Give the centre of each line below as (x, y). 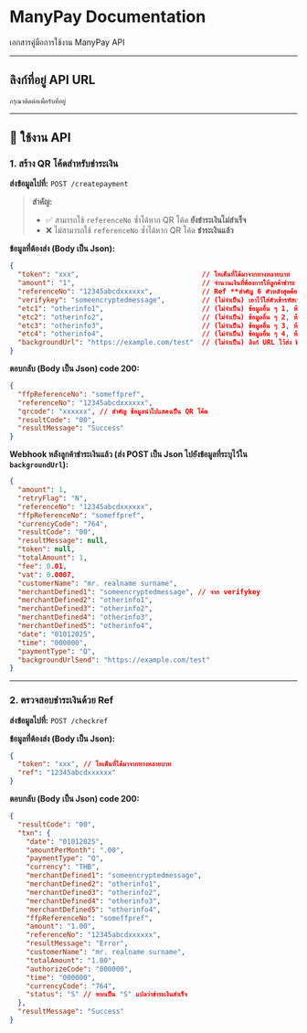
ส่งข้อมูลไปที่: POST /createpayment (69, 184)
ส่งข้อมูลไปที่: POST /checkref (58, 720)
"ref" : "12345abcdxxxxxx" (67, 773)
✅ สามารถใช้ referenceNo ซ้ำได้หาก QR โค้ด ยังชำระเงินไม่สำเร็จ (146, 220)
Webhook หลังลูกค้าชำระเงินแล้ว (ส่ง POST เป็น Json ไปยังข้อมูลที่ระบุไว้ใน (129, 454)
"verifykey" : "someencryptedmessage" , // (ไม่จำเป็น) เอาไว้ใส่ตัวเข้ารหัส (156, 300)
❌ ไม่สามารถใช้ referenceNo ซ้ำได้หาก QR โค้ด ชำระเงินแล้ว (140, 230)
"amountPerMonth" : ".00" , (75, 850)
